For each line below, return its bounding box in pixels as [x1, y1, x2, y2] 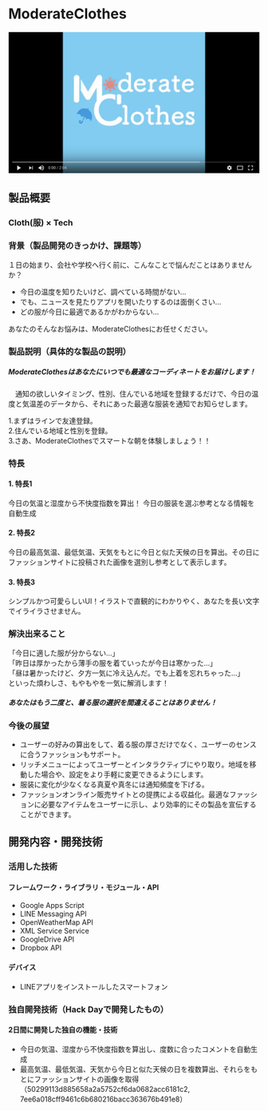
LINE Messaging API [19, 909, 87, 919]
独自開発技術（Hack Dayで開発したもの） [8, 1004, 169, 1015]
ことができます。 [19, 809, 76, 819]
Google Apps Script [19, 901, 85, 910]
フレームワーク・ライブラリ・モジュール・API [8, 882, 160, 892]
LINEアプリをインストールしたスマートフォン [19, 982, 168, 991]
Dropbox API [19, 943, 62, 953]
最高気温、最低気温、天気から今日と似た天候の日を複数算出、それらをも [19, 1064, 258, 1073]
